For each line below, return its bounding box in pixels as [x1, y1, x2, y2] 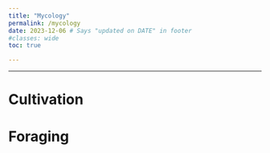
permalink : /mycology [8, 19, 81, 27]
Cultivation [8, 91, 84, 109]
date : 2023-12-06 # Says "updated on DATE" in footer [8, 26, 193, 34]
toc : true [8, 42, 42, 50]
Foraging [8, 127, 70, 145]
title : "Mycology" [8, 11, 70, 20]
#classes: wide [8, 34, 59, 42]
